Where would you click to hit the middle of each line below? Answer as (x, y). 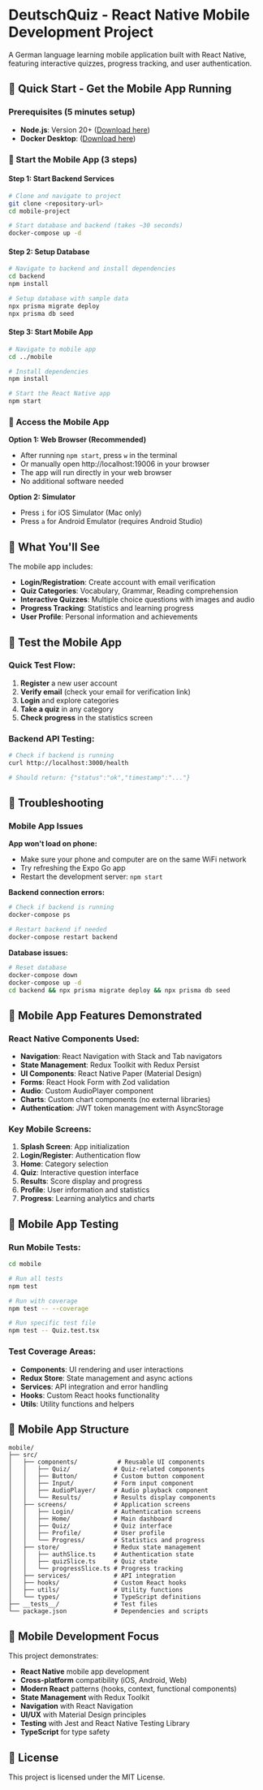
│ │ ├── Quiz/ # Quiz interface (91, 1526)
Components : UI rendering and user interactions (102, 1369)
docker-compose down (43, 975)
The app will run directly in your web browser (96, 473)
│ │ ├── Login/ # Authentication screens (105, 1512)
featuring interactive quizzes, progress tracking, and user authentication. (130, 63)
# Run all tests (36, 1278)
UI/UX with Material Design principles (83, 1714)
